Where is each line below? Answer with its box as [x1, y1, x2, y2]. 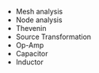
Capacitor [15, 49, 48, 58]
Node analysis [15, 15, 63, 25]
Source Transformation [15, 32, 92, 41]
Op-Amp [15, 40, 44, 50]
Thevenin [15, 24, 47, 33]
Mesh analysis [15, 7, 63, 16]
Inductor [15, 57, 44, 67]
